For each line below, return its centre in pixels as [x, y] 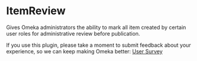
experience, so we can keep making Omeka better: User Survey [85, 51]
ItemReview [36, 11]
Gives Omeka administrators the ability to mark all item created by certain [96, 27]
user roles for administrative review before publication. [73, 33]
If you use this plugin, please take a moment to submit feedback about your [99, 45]
